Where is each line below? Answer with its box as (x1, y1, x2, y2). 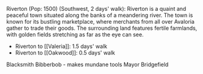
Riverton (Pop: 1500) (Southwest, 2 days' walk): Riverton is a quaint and (6, 5, 187, 12)
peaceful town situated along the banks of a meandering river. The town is (6, 12, 193, 19)
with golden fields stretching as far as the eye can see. (6, 31, 144, 38)
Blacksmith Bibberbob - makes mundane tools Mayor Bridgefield (6, 61, 169, 68)
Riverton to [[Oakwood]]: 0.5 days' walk (15, 49, 116, 56)
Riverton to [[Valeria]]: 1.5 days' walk (15, 42, 108, 50)
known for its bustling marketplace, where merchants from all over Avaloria (6, 18, 195, 25)
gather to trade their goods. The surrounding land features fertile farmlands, (6, 24, 198, 32)
